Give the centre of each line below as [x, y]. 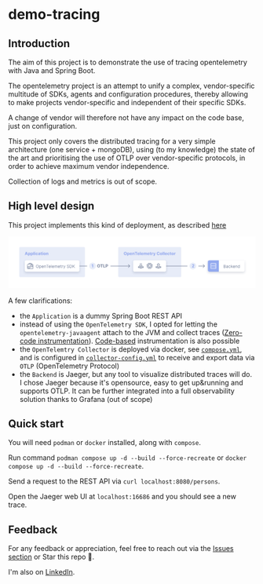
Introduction [39, 44]
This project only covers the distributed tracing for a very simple [112, 141]
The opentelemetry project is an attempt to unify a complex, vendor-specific [131, 86]
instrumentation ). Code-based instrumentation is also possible [139, 341]
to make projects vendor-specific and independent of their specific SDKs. [127, 102]
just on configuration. [43, 126]
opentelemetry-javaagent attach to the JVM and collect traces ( [122, 332]
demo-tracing [54, 15]
